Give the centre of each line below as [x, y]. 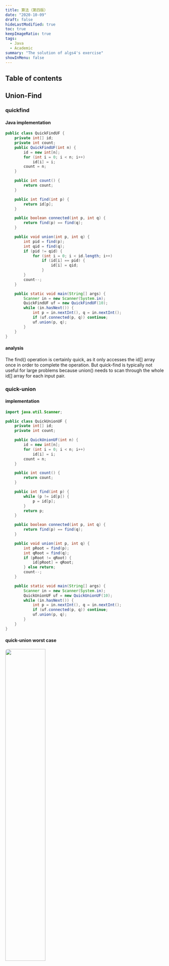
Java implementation [28, 122]
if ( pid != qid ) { [43, 251]
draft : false [19, 19]
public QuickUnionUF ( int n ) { [47, 440]
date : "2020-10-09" [26, 15]
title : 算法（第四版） [27, 10]
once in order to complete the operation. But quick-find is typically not [79, 365]
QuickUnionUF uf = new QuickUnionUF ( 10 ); [68, 596]
